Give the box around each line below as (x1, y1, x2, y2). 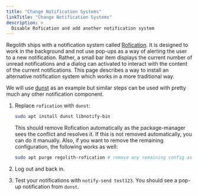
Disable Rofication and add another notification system (11, 25, 155, 31)
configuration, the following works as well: (14, 143, 118, 150)
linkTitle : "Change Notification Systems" (6, 14, 112, 20)
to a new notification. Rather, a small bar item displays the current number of (6, 54, 193, 61)
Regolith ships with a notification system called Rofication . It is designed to (6, 41, 189, 49)
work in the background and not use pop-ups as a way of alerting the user (6, 48, 187, 55)
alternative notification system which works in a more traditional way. (6, 73, 175, 80)
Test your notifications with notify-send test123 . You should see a (14, 177, 177, 184)
